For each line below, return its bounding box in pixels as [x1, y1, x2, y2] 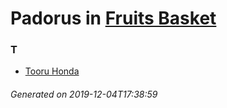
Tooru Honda [24, 65, 80, 77]
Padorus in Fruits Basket [10, 7, 217, 30]
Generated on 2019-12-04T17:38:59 [10, 88, 158, 101]
